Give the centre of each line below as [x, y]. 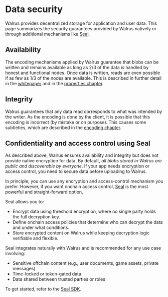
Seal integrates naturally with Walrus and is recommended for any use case [83, 248]
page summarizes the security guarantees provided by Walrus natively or [81, 28]
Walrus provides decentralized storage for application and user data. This [81, 23]
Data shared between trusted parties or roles [59, 279]
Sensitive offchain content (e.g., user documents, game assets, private [86, 263]
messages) [24, 269]
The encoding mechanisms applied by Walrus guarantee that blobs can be [82, 62]
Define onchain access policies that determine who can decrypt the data [88, 222]
